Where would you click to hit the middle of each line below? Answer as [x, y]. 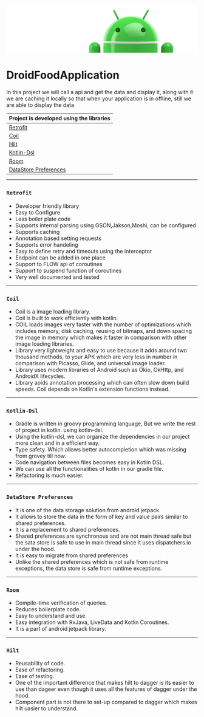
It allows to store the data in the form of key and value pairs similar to [101, 516]
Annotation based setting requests [58, 238]
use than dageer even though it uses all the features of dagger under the [106, 689]
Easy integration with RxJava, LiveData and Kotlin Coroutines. [92, 622]
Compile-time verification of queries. [61, 603]
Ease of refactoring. [40, 670]
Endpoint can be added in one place [60, 258]
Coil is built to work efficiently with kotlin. [66, 318]
